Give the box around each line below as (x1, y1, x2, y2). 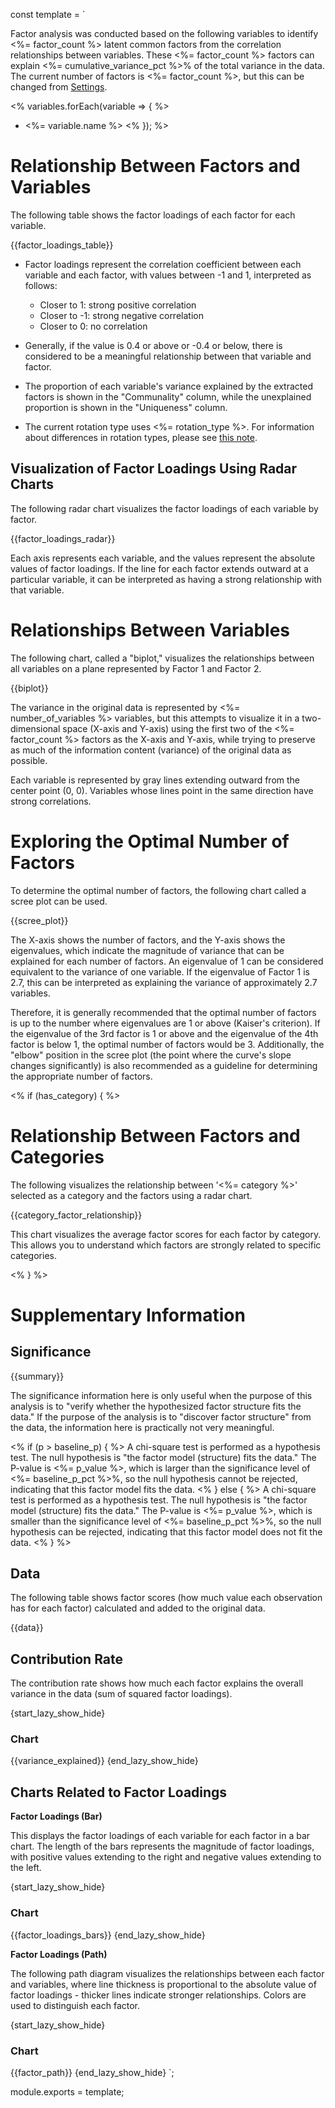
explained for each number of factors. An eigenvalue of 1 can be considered (10, 955, 324, 967)
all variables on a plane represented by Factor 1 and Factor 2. (10, 662, 262, 674)
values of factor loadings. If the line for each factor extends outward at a (10, 562, 309, 574)
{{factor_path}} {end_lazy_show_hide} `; (10, 2066, 175, 2078)
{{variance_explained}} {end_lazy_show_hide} (10, 1755, 199, 1767)
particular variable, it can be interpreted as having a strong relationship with (10, 573, 323, 585)
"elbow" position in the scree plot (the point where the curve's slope (10, 1049, 292, 1061)
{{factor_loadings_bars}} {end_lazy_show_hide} (10, 1929, 206, 1941)
